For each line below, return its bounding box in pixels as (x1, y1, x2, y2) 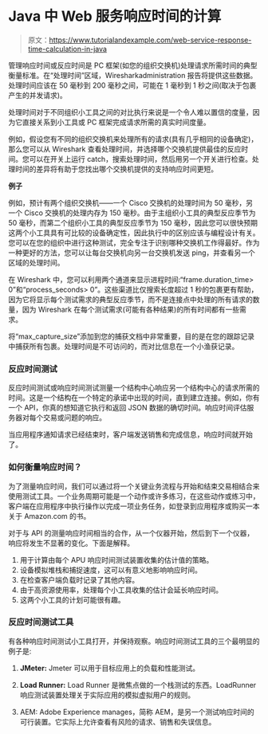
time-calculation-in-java (27, 44, 108, 53)
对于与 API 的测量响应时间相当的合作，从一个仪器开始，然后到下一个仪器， (8, 528, 254, 538)
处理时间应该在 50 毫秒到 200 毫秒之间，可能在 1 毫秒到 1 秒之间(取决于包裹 (8, 80, 257, 90)
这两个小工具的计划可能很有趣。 (19, 595, 125, 604)
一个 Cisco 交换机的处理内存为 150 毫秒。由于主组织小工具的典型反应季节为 (8, 208, 256, 218)
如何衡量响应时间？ (8, 461, 82, 473)
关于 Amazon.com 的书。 (8, 511, 91, 520)
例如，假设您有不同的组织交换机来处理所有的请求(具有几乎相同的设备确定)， (8, 134, 258, 143)
